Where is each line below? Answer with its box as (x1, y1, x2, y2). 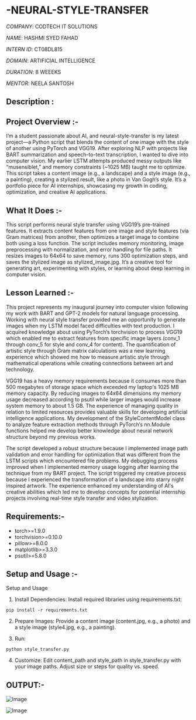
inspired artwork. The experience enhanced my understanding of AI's (6, 482, 174, 489)
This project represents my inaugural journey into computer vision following (6, 303, 188, 310)
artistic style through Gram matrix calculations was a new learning (6, 347, 166, 354)
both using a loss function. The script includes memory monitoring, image (6, 239, 184, 246)
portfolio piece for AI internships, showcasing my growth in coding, (6, 182, 168, 190)
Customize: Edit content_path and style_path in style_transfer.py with (14, 657, 181, 664)
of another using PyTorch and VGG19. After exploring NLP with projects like (6, 145, 188, 152)
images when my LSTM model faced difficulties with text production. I (6, 322, 175, 329)
